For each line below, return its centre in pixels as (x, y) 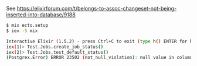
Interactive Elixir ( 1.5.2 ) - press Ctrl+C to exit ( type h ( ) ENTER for (97, 41)
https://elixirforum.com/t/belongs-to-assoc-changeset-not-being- (97, 8)
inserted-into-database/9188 (41, 15)
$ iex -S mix (22, 31)
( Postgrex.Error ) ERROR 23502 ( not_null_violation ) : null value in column (99, 58)
